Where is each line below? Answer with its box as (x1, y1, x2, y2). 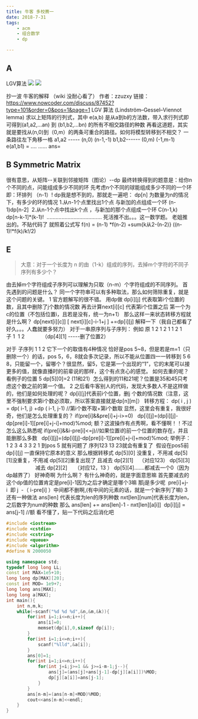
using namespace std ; (6, 559, 60, 565)
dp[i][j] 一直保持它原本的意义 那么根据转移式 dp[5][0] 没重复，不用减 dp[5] (6, 449, 188, 457)
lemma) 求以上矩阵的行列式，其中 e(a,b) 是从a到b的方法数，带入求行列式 (6, 113, 184, 120)
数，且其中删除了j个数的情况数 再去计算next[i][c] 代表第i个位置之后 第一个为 (6, 303, 191, 310)
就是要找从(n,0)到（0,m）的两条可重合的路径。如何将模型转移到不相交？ (6, 128, 182, 135)
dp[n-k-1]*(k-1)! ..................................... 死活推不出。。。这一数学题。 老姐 (6, 213, 183, 220)
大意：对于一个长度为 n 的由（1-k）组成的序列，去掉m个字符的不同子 (20, 261, 189, 268)
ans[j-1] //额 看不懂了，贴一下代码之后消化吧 (6, 508, 114, 516)
